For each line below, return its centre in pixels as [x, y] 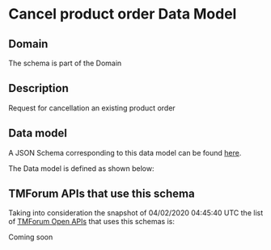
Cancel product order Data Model [123, 14]
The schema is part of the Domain [65, 63]
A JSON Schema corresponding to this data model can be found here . [125, 152]
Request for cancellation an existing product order [92, 108]
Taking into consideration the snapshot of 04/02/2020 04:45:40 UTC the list [136, 213]
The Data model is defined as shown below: [81, 168]
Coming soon [31, 237]
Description [38, 88]
